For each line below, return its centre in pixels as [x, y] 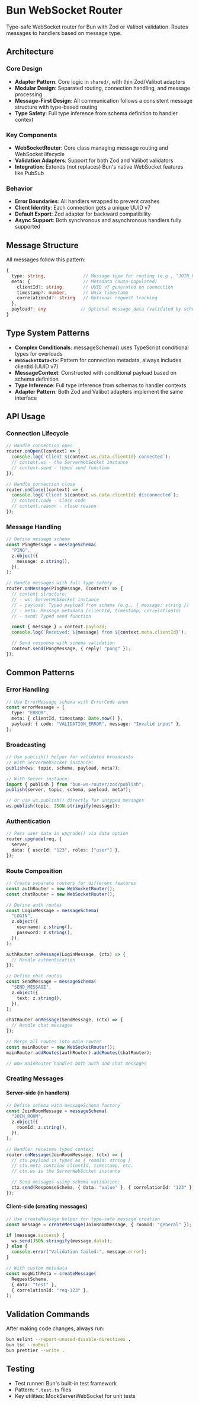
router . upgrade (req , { [34, 839]
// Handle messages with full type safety [59, 583]
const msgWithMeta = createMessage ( [51, 1273]
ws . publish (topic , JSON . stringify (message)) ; [63, 806]
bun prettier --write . [36, 1350]
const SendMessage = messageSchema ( [51, 982]
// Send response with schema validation [63, 643]
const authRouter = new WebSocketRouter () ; [61, 888]
